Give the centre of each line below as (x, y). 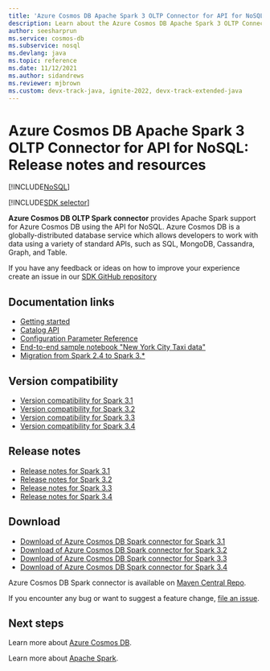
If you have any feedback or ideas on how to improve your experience (124, 268)
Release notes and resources (107, 165)
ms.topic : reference (43, 61)
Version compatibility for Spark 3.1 (77, 400)
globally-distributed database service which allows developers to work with (133, 235)
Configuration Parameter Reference (79, 338)
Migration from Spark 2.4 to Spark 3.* (82, 356)
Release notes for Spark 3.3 (66, 487)
